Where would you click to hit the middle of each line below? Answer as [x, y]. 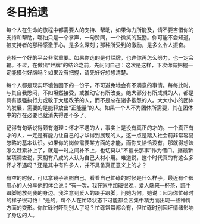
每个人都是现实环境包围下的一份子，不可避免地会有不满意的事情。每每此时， [100, 85]
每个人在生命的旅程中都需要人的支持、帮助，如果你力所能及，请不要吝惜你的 [100, 30]
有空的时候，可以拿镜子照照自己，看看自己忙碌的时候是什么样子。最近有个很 [100, 177]
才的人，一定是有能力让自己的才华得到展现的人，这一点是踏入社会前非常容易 [100, 135]
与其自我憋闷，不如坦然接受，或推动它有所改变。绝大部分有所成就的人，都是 [100, 93]
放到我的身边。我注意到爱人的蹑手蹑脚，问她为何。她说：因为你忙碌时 [108, 192]
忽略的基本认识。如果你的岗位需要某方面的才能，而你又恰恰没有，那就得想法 [100, 142]
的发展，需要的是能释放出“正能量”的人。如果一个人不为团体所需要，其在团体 [100, 108]
